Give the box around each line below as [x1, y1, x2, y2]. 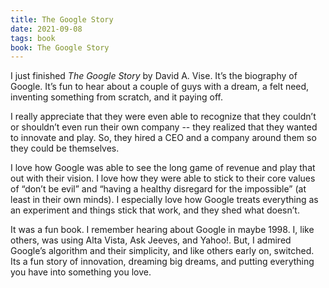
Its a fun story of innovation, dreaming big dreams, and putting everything [10, 256, 315, 268]
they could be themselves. [10, 142, 120, 155]
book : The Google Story [10, 42, 110, 53]
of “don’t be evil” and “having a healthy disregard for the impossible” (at [10, 183, 307, 195]
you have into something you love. [10, 266, 152, 278]
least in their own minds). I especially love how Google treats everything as [10, 194, 319, 206]
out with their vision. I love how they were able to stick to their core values [10, 172, 316, 185]
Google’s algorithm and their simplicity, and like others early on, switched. [10, 245, 315, 257]
